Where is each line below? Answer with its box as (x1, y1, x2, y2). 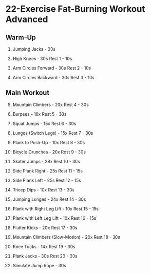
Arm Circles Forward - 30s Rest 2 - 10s (12, 65, 91, 71)
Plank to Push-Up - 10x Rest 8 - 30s (12, 139, 85, 145)
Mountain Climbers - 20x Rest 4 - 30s (12, 102, 89, 107)
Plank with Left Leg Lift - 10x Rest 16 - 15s (12, 215, 96, 221)
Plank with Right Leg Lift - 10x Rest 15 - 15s (12, 206, 99, 211)
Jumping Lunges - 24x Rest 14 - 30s (12, 196, 86, 202)
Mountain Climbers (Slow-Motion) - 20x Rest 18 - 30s (12, 234, 121, 240)
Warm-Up (5, 33, 36, 42)
